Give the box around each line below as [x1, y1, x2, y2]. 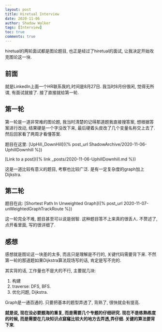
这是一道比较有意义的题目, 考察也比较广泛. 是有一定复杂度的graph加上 [5, 166, 145, 172]
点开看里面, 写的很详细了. [5, 222, 56, 228]
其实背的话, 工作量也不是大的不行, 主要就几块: [5, 268, 96, 274]
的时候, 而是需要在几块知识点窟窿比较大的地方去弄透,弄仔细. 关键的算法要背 [5, 316, 155, 322]
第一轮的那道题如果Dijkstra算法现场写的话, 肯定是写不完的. [5, 257, 121, 263]
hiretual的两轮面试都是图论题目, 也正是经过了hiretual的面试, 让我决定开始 [5, 48, 150, 54]
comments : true [5, 34, 36, 39]
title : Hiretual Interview [5, 12, 59, 16]
